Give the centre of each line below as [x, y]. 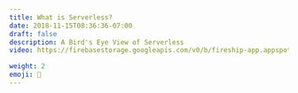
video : [21, 50]
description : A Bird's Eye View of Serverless [97, 42]
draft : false [33, 34]
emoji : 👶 [25, 75]
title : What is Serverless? [61, 17]
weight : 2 [27, 66]
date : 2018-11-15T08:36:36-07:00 [71, 26]
